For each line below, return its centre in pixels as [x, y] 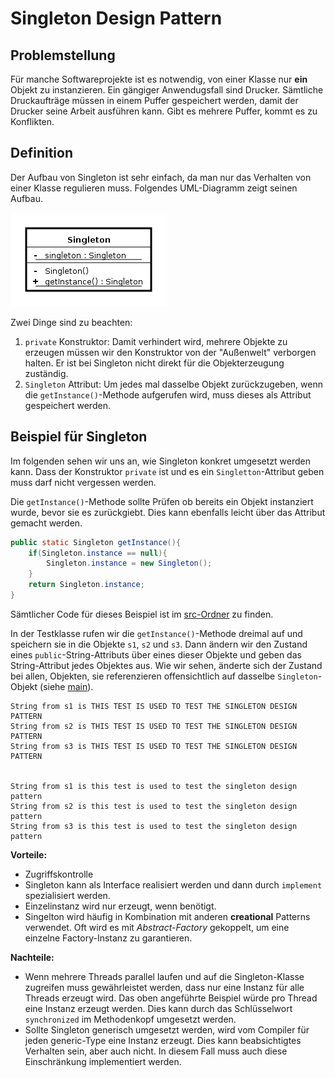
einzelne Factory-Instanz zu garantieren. [108, 938]
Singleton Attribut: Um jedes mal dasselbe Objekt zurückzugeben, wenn [173, 384]
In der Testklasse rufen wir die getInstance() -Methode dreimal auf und [156, 633]
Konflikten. [32, 121]
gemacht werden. [46, 523]
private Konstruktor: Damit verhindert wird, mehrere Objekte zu [156, 341]
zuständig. [46, 373]
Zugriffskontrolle [59, 874]
